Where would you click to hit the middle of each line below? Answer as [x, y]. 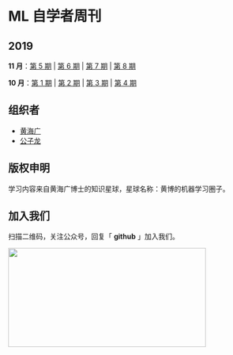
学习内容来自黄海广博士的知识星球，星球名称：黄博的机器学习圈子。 [119, 189]
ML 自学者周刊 [55, 16]
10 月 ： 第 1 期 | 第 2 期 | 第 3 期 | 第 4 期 [72, 83]
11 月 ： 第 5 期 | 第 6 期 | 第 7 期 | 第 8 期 [72, 66]
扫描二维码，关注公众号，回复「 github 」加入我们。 [94, 237]
